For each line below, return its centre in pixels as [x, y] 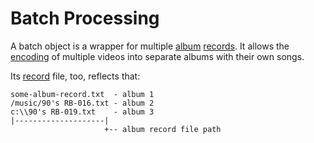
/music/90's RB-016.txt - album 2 [82, 103]
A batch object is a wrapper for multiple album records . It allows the [150, 46]
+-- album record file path [163, 129]
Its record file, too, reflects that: [75, 76]
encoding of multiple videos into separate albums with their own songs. [157, 56]
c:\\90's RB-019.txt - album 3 [82, 112]
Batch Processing [85, 18]
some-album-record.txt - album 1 [82, 94]
